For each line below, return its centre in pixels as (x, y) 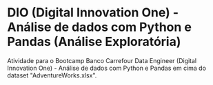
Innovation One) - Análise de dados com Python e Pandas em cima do (107, 68)
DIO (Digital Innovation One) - (93, 13)
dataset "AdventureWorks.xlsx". (52, 75)
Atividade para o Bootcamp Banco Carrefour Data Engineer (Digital (102, 60)
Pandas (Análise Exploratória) (94, 42)
